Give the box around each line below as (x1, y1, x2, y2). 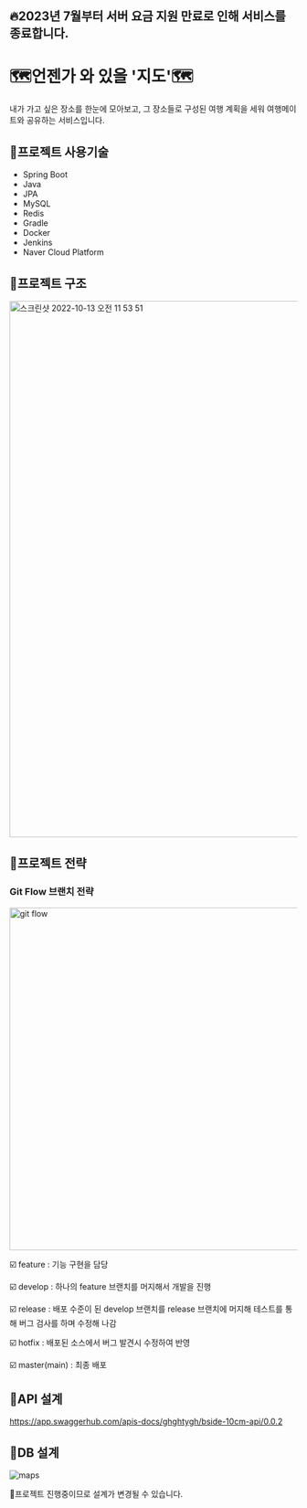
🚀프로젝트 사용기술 (9, 144, 110, 160)
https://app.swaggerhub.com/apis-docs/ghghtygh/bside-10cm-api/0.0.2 (9, 1416, 283, 1428)
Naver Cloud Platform (22, 247, 105, 258)
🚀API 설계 (9, 1392, 63, 1407)
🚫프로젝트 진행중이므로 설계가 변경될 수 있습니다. (9, 1489, 184, 1500)
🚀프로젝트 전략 (9, 855, 87, 871)
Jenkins (22, 237, 53, 249)
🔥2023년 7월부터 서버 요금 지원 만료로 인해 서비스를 (9, 8, 286, 25)
